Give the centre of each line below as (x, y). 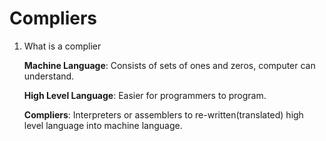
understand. (49, 76)
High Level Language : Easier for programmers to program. (145, 95)
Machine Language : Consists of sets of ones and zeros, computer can (169, 65)
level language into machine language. (103, 125)
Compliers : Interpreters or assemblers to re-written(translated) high (163, 114)
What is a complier (62, 46)
